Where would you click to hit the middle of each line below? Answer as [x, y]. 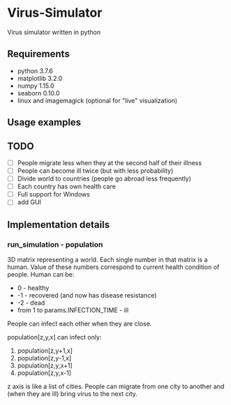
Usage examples [44, 122]
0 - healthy [33, 288]
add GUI [29, 202]
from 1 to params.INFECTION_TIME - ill [73, 310]
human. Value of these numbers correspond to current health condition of [113, 267]
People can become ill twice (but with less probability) [95, 171]
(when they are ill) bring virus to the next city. [73, 394]
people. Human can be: [41, 275]
